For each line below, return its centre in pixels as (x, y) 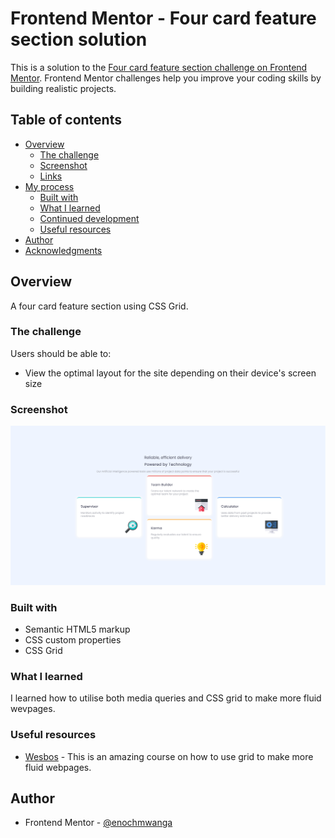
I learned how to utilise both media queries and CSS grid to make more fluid (166, 698)
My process (49, 186)
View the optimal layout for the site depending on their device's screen (170, 373)
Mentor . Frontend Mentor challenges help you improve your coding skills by (166, 78)
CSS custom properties (73, 639)
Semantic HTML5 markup (77, 629)
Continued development (89, 218)
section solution (79, 39)
